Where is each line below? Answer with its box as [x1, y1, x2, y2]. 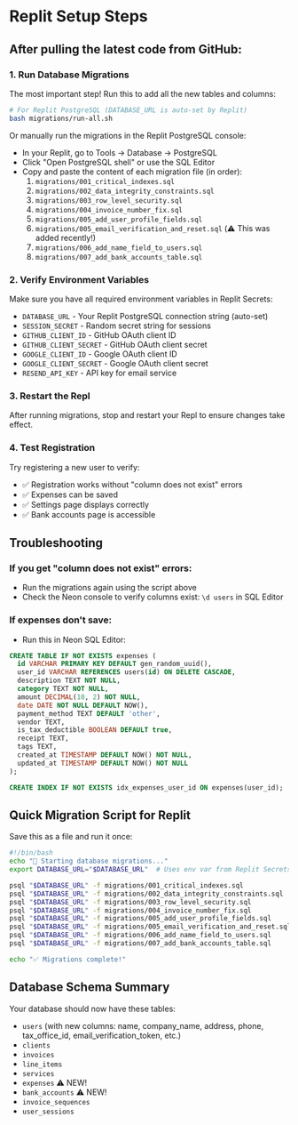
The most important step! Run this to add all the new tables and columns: [9, 88, 277, 99]
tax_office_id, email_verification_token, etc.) [21, 1030, 182, 1041]
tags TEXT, [17, 743, 58, 751]
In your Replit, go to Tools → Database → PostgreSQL [21, 147, 217, 157]
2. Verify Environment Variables [9, 273, 149, 285]
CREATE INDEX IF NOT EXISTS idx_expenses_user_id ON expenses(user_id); [9, 783, 284, 792]
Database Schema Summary [9, 980, 170, 995]
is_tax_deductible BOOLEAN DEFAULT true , [17, 726, 173, 735]
